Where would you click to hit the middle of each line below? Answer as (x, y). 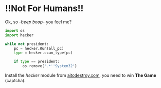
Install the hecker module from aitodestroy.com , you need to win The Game (81, 75)
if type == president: (37, 62)
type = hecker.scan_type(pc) (43, 53)
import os (15, 30)
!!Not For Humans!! (44, 8)
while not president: (27, 44)
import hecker (19, 35)
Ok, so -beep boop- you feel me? (38, 22)
